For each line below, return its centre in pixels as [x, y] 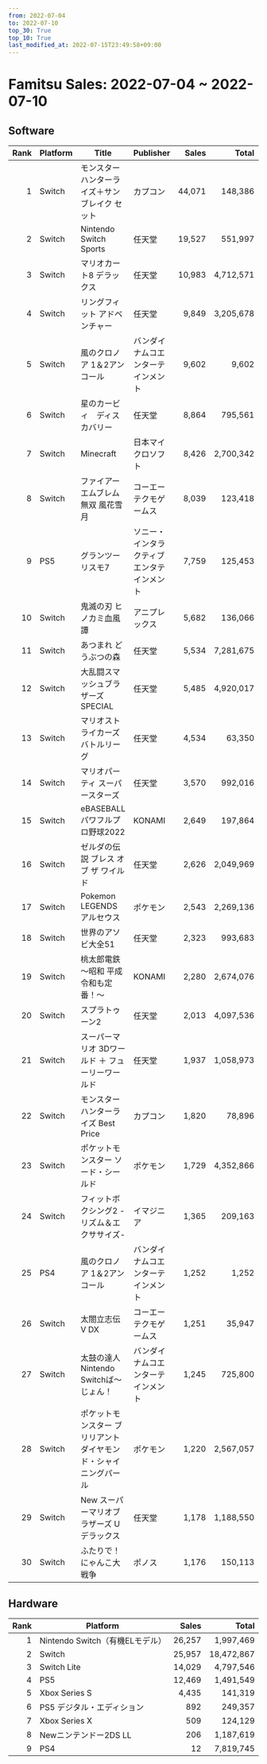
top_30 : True [30, 30]
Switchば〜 [101, 1380]
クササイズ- [103, 1235]
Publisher [152, 153]
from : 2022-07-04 [37, 16]
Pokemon [98, 896]
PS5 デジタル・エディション [92, 1707]
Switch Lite [60, 1667]
